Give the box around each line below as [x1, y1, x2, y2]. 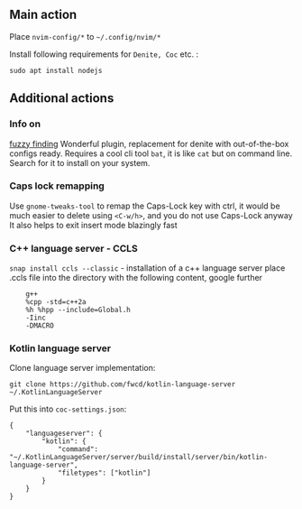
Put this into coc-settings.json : [9, 403, 127, 414]
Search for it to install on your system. [9, 157, 151, 168]
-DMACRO [25, 321, 54, 330]
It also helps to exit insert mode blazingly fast [9, 219, 178, 230]
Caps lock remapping [9, 180, 105, 192]
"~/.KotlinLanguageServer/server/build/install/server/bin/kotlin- [9, 453, 269, 462]
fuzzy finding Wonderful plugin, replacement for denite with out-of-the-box [9, 138, 289, 149]
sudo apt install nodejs [9, 66, 103, 75]
